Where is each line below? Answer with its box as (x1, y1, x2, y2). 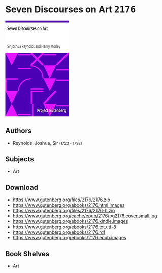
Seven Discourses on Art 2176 (5, 4, 136, 15)
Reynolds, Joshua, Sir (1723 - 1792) (12, 140, 82, 146)
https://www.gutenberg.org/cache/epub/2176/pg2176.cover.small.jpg (12, 213, 157, 219)
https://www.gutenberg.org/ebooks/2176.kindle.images (12, 218, 128, 225)
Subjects (5, 155, 34, 164)
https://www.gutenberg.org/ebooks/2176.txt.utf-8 (12, 224, 117, 230)
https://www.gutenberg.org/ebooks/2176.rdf (12, 229, 106, 235)
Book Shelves (5, 249, 50, 258)
